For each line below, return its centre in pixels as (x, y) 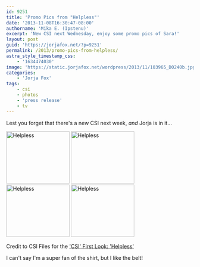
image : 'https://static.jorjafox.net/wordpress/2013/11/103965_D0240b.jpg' (102, 67)
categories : (21, 73)
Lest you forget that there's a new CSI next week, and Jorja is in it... (89, 123)
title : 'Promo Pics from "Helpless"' (53, 17)
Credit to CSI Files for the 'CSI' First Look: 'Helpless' (70, 246)
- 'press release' (40, 100)
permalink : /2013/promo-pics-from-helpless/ (62, 51)
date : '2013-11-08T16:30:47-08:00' (50, 23)
